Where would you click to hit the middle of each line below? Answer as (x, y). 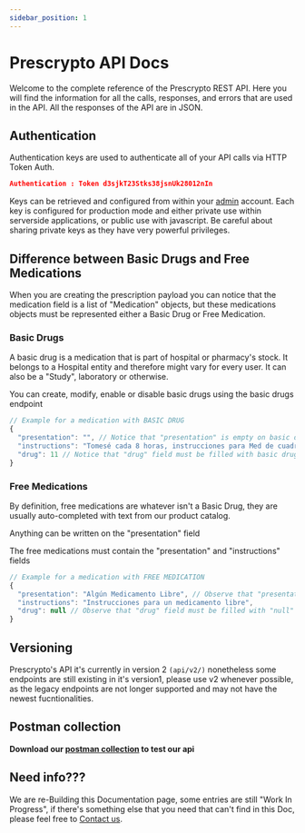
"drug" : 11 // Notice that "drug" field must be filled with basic (148, 454)
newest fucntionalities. (52, 698)
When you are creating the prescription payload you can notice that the (143, 295)
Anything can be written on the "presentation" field (105, 533)
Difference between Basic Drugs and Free (129, 258)
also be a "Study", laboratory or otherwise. (89, 377)
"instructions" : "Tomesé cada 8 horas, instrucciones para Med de (146, 446)
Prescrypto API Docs (89, 62)
